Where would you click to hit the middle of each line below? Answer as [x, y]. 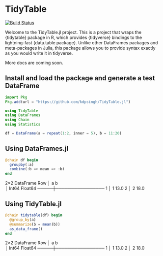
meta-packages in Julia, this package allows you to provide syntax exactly [80, 48]
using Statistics [23, 125]
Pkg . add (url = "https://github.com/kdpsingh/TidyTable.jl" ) [68, 102]
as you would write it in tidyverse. [39, 53]
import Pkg [16, 97]
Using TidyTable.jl [33, 204]
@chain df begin [22, 160]
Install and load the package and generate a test [80, 78]
